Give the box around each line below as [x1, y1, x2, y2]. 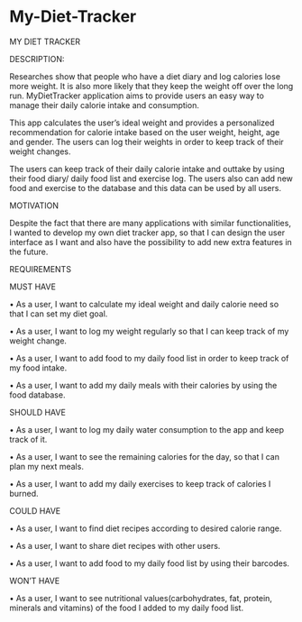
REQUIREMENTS [9, 263, 72, 274]
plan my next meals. [9, 461, 84, 471]
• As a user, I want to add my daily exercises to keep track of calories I [9, 478, 271, 489]
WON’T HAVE [9, 575, 60, 586]
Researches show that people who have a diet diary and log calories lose [9, 70, 281, 82]
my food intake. [9, 362, 68, 373]
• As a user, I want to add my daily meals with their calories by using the [9, 380, 278, 390]
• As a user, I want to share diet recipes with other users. [9, 540, 221, 551]
